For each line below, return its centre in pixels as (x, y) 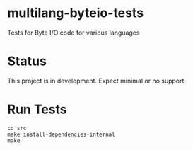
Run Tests (37, 109)
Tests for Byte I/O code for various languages (74, 33)
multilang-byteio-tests (75, 13)
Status (27, 61)
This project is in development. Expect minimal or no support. (96, 81)
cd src (17, 128)
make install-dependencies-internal (61, 134)
